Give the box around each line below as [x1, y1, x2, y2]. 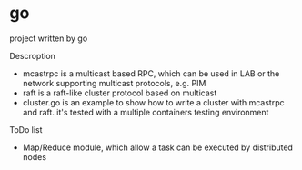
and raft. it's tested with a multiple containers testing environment [22, 106, 269, 117]
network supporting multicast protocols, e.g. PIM [22, 77, 206, 88]
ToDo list [9, 124, 43, 135]
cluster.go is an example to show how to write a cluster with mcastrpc [22, 96, 285, 107]
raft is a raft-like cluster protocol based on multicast [22, 87, 217, 98]
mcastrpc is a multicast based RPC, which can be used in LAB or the [22, 67, 280, 79]
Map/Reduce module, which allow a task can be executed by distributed [22, 142, 294, 153]
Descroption [9, 50, 56, 61]
